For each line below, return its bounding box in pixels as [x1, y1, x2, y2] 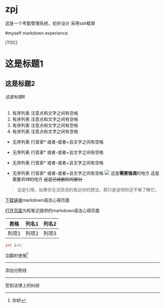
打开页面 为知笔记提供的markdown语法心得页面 [5, 207, 100, 213]
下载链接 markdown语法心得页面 [5, 197, 70, 203]
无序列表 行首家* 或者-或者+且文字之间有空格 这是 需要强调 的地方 [12, 170, 150, 176]
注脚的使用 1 [5, 252, 28, 258]
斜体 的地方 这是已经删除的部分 [21, 176, 82, 182]
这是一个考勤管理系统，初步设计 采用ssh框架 [5, 20, 95, 26]
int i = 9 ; [5, 243, 23, 248]
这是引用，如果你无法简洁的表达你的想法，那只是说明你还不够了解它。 [17, 186, 160, 192]
